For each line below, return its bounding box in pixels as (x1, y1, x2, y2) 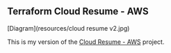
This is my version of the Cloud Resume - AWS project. (7, 38, 165, 46)
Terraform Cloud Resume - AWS (7, 6, 149, 17)
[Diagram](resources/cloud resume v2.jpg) (7, 24, 130, 32)
